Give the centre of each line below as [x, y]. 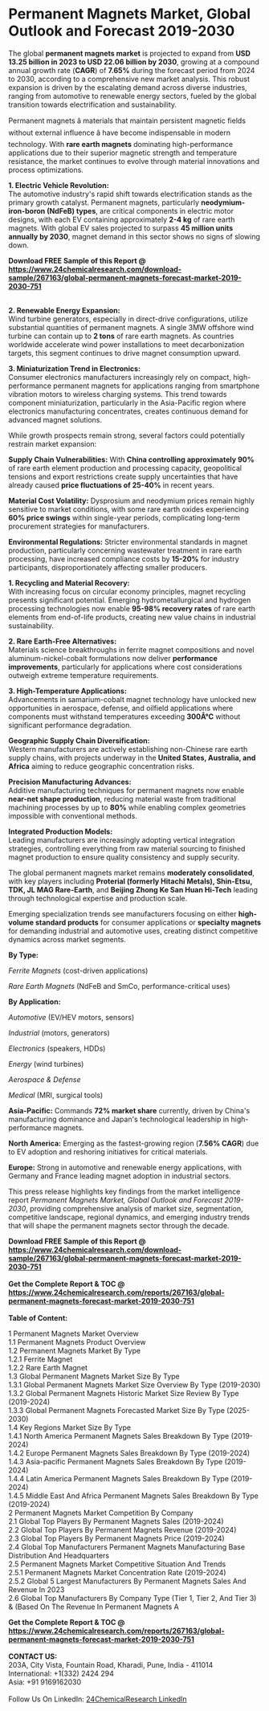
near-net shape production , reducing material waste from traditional [122, 798]
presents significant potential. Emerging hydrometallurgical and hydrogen [130, 600]
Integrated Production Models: [61, 831]
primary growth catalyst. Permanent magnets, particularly [104, 202]
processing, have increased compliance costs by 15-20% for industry [124, 558]
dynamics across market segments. [67, 939]
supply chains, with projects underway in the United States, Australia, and [132, 757]
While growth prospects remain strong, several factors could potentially [126, 435]
